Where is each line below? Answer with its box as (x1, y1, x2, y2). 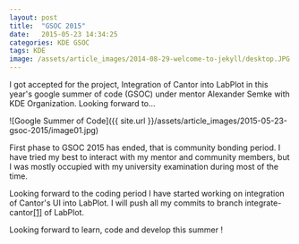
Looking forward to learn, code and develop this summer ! (9, 224, 224, 235)
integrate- (244, 198, 282, 208)
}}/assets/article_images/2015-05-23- (147, 115, 288, 126)
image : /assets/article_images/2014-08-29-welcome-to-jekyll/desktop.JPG (9, 55, 291, 63)
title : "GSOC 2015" (9, 21, 87, 30)
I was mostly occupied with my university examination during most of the (9, 162, 279, 172)
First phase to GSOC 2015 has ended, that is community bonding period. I (9, 142, 281, 153)
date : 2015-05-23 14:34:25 (9, 29, 118, 38)
